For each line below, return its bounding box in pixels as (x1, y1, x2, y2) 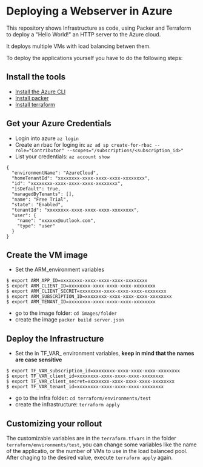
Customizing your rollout (6, 418, 102, 429)
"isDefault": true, (12, 186, 61, 192)
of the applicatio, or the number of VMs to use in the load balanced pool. (6, 448, 188, 454)
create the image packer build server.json (15, 316, 124, 323)
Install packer (15, 94, 49, 101)
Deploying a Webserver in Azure (6, 4, 173, 18)
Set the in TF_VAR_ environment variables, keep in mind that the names (15, 350, 195, 357)
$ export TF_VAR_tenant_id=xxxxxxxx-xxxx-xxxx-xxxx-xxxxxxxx (6, 384, 164, 390)
